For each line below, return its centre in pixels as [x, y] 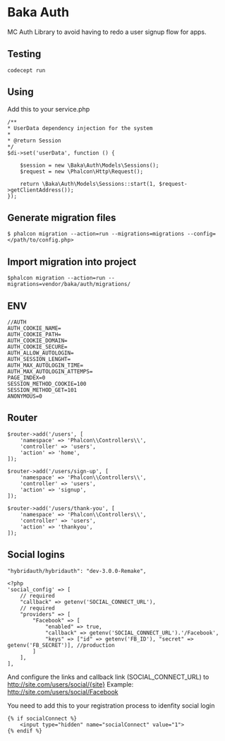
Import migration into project [72, 262]
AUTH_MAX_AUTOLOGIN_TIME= [45, 365]
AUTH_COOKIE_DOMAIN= [38, 340]
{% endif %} [25, 731]
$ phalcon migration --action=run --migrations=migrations [96, 234]
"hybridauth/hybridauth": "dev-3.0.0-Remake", [77, 571]
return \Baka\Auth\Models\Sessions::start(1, [88, 184]
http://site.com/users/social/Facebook [63, 692]
